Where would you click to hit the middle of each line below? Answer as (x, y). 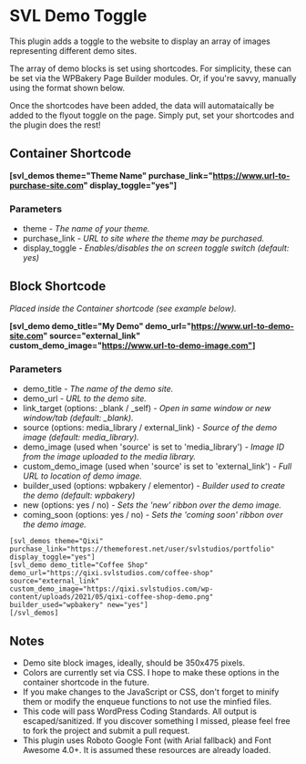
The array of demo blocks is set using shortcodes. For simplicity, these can (150, 68)
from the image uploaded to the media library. (109, 457)
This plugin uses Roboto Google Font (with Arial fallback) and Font (147, 740)
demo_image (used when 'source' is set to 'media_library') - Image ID (153, 447)
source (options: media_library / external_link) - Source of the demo (150, 428)
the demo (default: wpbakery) (79, 496)
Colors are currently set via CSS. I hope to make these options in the (151, 672)
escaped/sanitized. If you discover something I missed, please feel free (157, 720)
